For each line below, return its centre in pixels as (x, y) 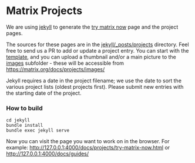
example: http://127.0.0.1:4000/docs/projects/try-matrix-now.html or (88, 148)
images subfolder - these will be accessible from (65, 63)
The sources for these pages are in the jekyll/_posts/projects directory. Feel (97, 44)
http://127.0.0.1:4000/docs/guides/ (48, 154)
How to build (24, 108)
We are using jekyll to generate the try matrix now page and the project (92, 27)
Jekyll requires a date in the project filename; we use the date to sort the (94, 81)
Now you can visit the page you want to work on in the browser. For (88, 141)
